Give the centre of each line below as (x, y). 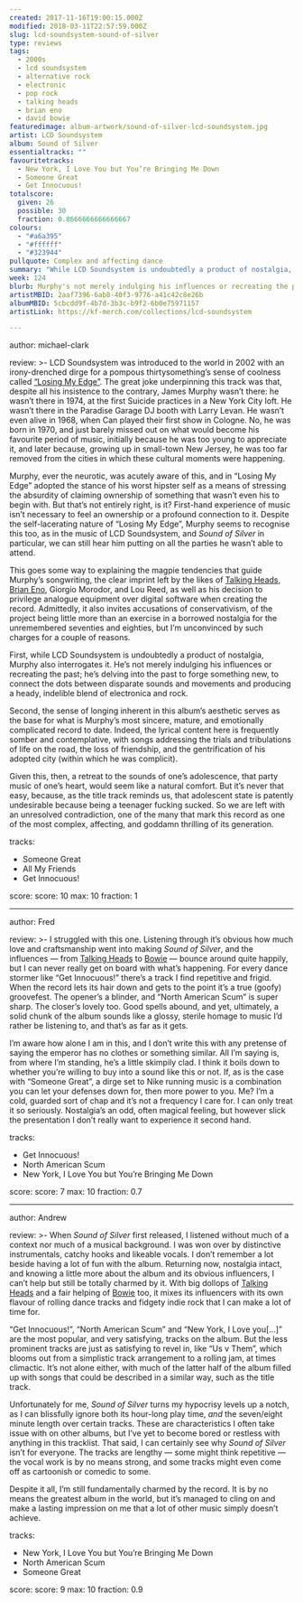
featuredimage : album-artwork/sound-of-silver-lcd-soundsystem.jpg (139, 127)
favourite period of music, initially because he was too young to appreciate (148, 440)
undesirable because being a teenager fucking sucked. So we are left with (147, 806)
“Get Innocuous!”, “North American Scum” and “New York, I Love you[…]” (146, 1329)
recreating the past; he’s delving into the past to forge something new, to (144, 675)
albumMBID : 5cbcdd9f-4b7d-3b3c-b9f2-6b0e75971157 (105, 303)
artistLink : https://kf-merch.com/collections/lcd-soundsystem (131, 312)
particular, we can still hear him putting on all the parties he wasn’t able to (147, 544)
